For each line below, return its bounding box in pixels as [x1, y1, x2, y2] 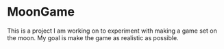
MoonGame [7, 4, 75, 20]
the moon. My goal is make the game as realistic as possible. [7, 33, 179, 42]
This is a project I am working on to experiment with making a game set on [7, 27, 217, 35]
